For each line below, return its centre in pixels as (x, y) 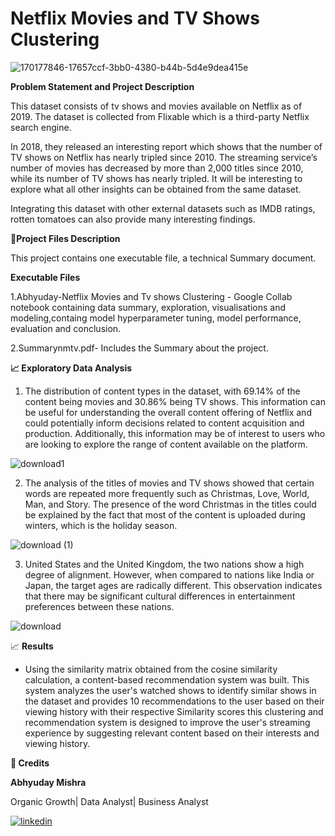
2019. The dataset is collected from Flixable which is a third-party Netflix (160, 116)
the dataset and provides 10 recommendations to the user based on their (174, 701)
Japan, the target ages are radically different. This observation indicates (173, 585)
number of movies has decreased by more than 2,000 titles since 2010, (157, 168)
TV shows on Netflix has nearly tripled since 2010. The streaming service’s (164, 157)
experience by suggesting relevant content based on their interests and (172, 733)
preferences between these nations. (99, 606)
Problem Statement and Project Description (102, 86)
